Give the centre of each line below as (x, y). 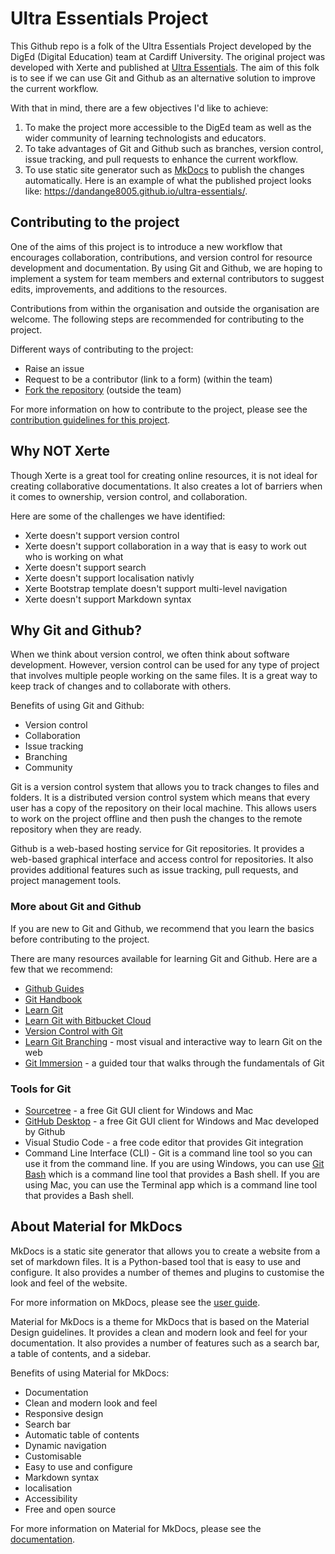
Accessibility (51, 1498)
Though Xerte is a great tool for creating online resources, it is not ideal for (164, 475)
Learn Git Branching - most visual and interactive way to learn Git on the (173, 1041)
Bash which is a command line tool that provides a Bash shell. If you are (172, 1174)
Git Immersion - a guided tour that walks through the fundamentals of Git (174, 1063)
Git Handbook (53, 999)
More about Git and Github (76, 907)
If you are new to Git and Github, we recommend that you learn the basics (162, 928)
